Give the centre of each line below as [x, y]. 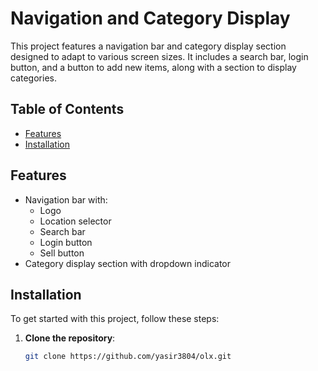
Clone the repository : [70, 338]
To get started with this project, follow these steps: [115, 319]
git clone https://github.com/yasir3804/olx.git [128, 357]
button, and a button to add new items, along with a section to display [153, 67]
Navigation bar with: [66, 199]
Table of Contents [67, 109]
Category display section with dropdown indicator [127, 263]
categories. [33, 78]
